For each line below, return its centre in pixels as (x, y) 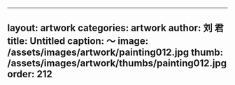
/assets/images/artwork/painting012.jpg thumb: (115, 53)
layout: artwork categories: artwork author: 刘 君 (115, 28)
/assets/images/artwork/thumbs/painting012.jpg (117, 63)
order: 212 (30, 74)
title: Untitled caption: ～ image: (78, 41)
